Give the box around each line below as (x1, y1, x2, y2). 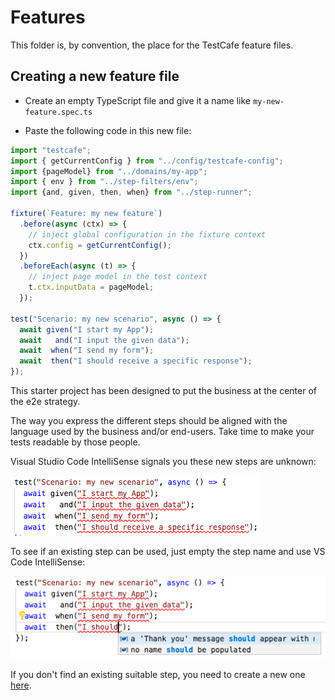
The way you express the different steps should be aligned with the (10, 415, 288, 426)
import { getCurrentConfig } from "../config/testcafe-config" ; (10, 156, 284, 166)
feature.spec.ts (24, 107, 93, 117)
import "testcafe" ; (10, 145, 92, 155)
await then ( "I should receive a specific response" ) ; (19, 356, 253, 366)
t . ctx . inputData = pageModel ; (28, 282, 155, 293)
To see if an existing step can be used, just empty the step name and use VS (10, 546, 326, 557)
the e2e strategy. (10, 396, 81, 407)
